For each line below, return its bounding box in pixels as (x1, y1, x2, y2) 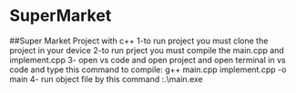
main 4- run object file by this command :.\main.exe (9, 73, 203, 84)
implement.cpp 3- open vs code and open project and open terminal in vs (9, 54, 286, 65)
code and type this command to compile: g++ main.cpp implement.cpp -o (9, 64, 287, 75)
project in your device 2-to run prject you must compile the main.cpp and (9, 44, 284, 55)
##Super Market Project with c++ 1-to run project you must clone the (9, 35, 269, 46)
